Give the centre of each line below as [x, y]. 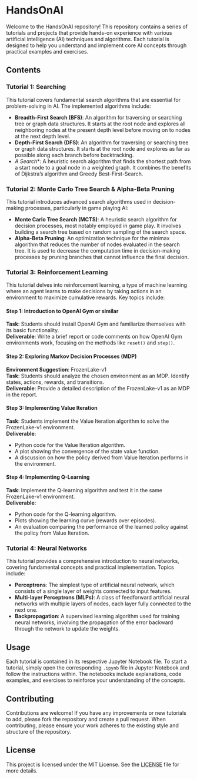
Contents [24, 70]
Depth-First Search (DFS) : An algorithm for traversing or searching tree [101, 142]
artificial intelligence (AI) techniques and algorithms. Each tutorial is [88, 39]
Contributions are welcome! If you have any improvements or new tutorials [96, 712]
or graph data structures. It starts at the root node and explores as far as [102, 148]
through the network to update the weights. [67, 629]
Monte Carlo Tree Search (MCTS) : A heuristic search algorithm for [96, 219]
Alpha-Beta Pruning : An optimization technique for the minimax [92, 238]
